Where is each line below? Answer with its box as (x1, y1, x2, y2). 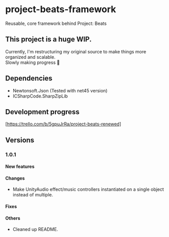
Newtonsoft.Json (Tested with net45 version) (12, 87, 108, 93)
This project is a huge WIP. (5, 35, 92, 44)
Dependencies (5, 74, 52, 83)
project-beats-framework (5, 4, 116, 15)
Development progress (5, 108, 80, 116)
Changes (5, 175, 25, 181)
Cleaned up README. (12, 226, 59, 232)
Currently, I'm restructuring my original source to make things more (5, 48, 147, 54)
